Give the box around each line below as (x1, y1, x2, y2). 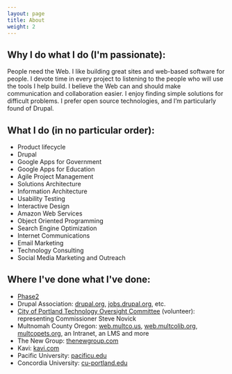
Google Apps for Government (17, 158, 102, 165)
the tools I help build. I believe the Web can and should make (7, 82, 181, 90)
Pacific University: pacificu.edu (17, 351, 107, 359)
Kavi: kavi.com (17, 343, 60, 352)
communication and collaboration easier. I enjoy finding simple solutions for (7, 90, 224, 98)
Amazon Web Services (17, 209, 83, 218)
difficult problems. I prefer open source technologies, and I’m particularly (7, 97, 217, 105)
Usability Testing (17, 195, 66, 202)
